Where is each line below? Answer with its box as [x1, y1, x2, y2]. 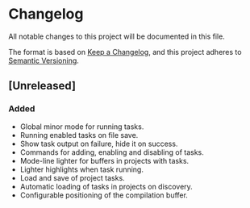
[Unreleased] [8, 79, 77, 93]
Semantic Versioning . [8, 56, 79, 65]
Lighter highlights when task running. [19, 164, 144, 174]
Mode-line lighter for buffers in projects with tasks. [19, 156, 190, 165]
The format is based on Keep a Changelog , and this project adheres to [8, 47, 242, 56]
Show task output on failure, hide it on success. [19, 139, 178, 148]
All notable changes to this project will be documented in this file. [8, 31, 226, 41]
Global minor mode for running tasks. [19, 122, 144, 131]
